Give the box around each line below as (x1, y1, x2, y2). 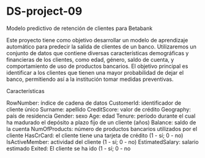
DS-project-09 (6, 4, 83, 18)
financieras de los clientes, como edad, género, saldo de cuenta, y (6, 56, 174, 63)
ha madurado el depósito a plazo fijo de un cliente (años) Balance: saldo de (6, 118, 196, 126)
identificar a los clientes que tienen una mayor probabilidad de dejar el (6, 69, 184, 76)
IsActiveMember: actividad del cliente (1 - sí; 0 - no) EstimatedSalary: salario (6, 138, 199, 145)
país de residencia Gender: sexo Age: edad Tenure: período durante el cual (6, 112, 196, 119)
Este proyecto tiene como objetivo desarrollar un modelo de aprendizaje (6, 36, 188, 43)
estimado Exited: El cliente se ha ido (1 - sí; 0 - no (6, 145, 131, 152)
